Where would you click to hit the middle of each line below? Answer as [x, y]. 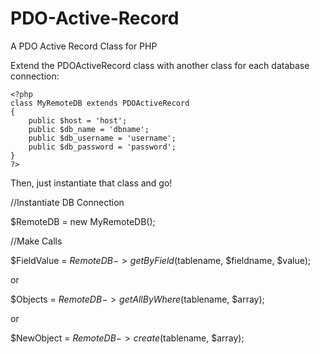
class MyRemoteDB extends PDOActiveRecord [100, 103]
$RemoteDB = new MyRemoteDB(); [83, 221]
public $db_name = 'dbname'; [89, 129]
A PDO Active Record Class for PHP [84, 46]
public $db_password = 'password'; [102, 147]
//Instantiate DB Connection [67, 202]
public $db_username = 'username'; [102, 138]
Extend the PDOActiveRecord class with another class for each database [160, 65]
